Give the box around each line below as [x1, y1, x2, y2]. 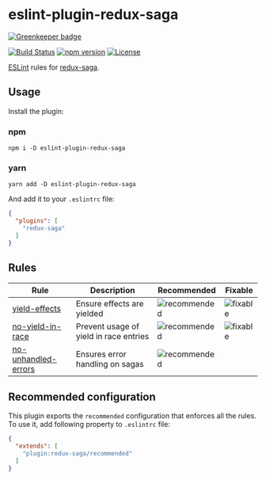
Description [89, 284, 135, 295]
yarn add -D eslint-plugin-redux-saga [8, 181, 136, 189]
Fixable [225, 284, 253, 295]
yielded [75, 307, 104, 318]
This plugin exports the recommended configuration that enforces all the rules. [8, 411, 257, 421]
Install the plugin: [8, 106, 65, 116]
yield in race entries [75, 330, 150, 341]
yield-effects [12, 303, 62, 314]
